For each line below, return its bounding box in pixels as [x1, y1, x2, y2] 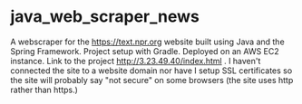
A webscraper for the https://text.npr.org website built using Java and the [10, 36, 285, 47]
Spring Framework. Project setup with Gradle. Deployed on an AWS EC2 [10, 45, 279, 56]
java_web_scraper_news [10, 6, 200, 27]
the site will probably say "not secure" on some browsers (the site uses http [10, 74, 294, 85]
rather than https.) [10, 84, 78, 95]
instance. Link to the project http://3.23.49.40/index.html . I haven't [10, 55, 261, 66]
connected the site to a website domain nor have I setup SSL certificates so [10, 65, 293, 76]
